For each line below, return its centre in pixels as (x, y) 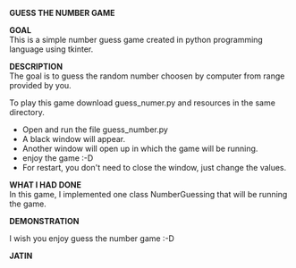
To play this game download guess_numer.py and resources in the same (142, 103)
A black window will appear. (74, 139)
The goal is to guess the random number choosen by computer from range (147, 76)
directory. (27, 112)
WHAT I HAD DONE (46, 185)
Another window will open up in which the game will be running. (140, 148)
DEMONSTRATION (44, 221)
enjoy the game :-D (58, 158)
